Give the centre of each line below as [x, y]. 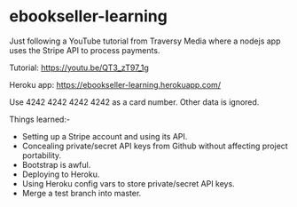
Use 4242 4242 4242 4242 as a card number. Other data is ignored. [134, 102]
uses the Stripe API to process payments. [85, 50]
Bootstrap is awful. [56, 164]
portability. [42, 155]
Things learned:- [40, 119]
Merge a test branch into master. [82, 193]
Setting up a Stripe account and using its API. [105, 136]
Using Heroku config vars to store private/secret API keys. [128, 183]
